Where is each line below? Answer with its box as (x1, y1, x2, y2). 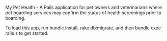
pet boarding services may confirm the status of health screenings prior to (5, 10, 162, 16)
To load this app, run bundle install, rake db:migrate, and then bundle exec (5, 25, 161, 31)
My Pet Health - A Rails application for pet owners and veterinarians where (5, 5, 162, 10)
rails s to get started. (5, 30, 49, 36)
